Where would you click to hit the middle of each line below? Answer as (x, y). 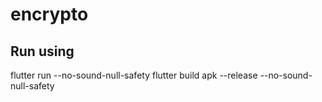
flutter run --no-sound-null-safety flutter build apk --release (134, 75)
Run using (42, 51)
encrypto (49, 14)
